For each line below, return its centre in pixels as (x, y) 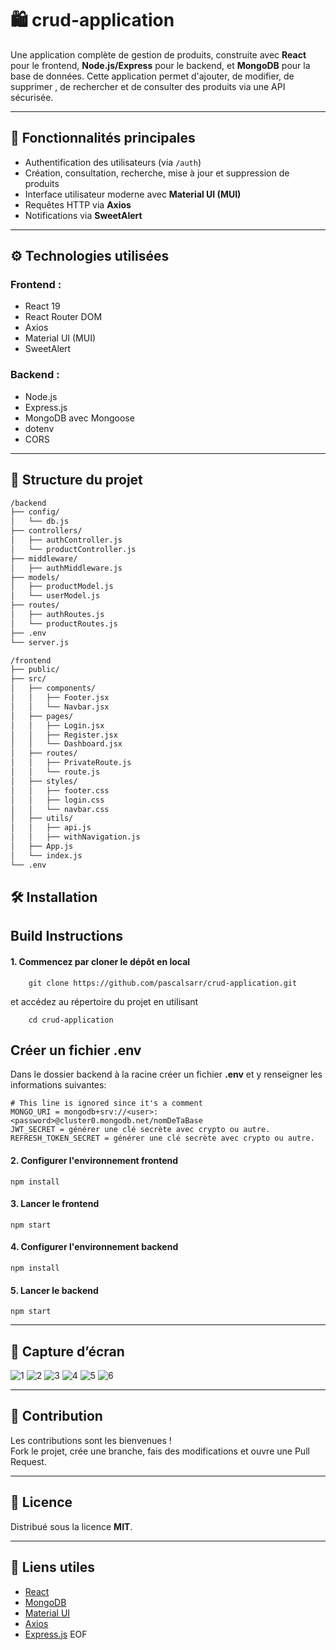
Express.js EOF (56, 1634)
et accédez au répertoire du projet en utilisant (104, 1001)
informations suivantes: (58, 1085)
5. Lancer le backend (54, 1290)
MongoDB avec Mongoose (79, 418)
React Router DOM (63, 317)
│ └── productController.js (73, 549)
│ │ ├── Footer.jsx (60, 698)
